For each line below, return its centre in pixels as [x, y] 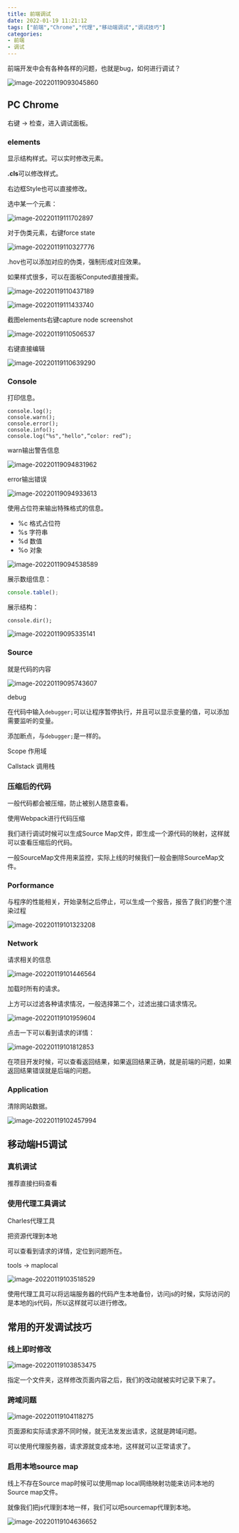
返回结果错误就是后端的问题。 [51, 1071]
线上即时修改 [30, 1350]
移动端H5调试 [37, 1145]
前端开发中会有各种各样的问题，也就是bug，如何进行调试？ [94, 68]
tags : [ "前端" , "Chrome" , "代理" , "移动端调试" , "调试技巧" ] [86, 27]
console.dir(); [30, 621]
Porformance [31, 885]
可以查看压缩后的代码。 [42, 842]
